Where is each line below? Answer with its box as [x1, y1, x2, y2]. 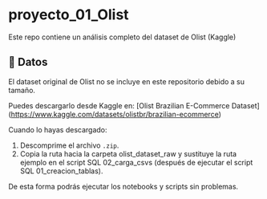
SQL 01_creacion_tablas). [19, 166, 103, 176]
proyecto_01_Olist [8, 6, 130, 24]
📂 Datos [8, 55, 48, 69]
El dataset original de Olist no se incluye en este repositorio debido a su [8, 76, 245, 86]
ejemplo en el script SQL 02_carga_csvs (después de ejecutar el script [19, 157, 253, 167]
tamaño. [8, 85, 36, 95]
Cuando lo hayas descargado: [8, 124, 107, 134]
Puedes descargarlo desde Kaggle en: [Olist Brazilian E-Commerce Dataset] [8, 100, 261, 110]
